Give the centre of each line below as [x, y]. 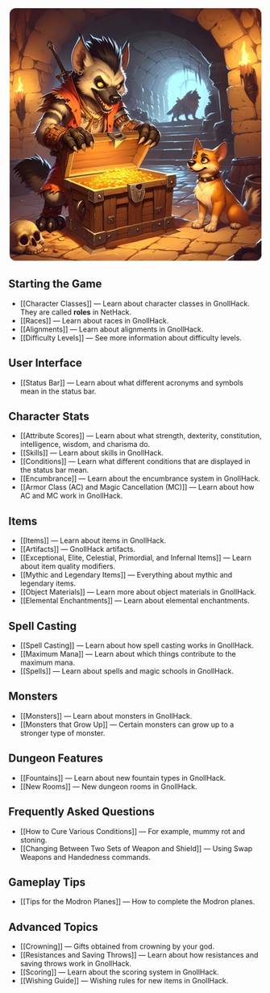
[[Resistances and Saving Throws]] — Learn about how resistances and [139, 955]
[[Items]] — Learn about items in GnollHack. [93, 540]
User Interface [46, 363]
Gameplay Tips [47, 882]
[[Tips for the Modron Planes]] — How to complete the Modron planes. [137, 902]
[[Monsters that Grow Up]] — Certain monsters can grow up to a [127, 724]
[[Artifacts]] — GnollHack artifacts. [77, 549]
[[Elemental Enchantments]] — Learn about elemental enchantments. [135, 601]
